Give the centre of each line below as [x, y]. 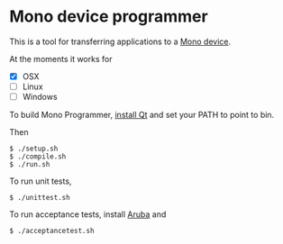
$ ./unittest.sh [40, 198]
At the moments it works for [61, 59]
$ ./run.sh [30, 165]
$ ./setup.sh [34, 149]
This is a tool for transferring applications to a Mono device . [120, 41]
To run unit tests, [41, 181]
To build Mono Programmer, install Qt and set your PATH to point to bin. [142, 115]
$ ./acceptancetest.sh [52, 231]
